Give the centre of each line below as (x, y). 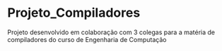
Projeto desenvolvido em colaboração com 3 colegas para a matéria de (111, 32)
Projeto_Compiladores (74, 13)
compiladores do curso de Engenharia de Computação (87, 39)
